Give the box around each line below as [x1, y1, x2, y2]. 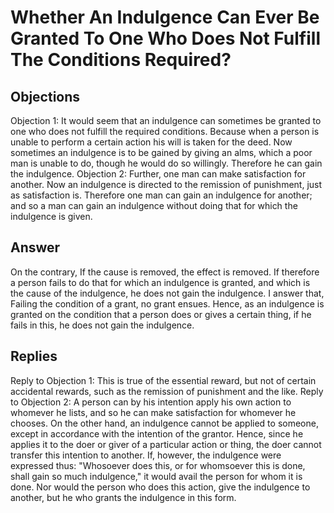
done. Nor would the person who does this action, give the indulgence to [10, 481, 311, 493]
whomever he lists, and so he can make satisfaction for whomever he [10, 406, 297, 418]
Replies [10, 348, 58, 365]
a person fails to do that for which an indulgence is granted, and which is [10, 276, 311, 288]
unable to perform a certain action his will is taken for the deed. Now [10, 136, 293, 148]
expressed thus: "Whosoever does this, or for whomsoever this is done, [10, 459, 306, 471]
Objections [10, 88, 81, 105]
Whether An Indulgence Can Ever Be [10, 6, 320, 29]
